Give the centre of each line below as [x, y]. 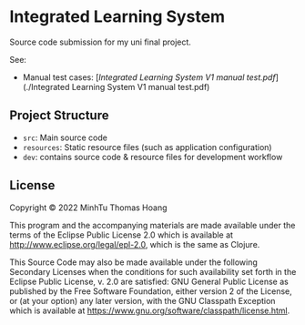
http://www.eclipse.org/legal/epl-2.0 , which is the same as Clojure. [135, 244]
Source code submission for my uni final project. [100, 42]
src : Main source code [65, 137]
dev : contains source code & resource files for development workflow [152, 157]
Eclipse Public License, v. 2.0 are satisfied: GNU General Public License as [149, 281]
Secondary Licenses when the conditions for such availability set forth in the [153, 271]
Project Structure [59, 116]
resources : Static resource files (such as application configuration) [147, 147]
